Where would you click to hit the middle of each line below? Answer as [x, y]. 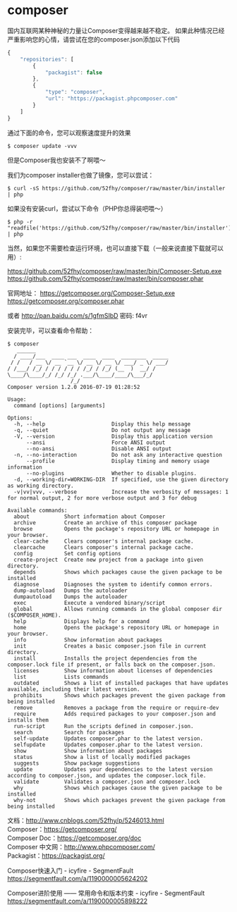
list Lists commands [61, 677]
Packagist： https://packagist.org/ [56, 856]
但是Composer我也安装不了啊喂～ [56, 160]
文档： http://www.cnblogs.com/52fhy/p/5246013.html [86, 820]
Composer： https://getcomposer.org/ [62, 829]
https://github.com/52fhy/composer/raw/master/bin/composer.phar [105, 278]
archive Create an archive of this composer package [105, 523]
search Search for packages [69, 732]
